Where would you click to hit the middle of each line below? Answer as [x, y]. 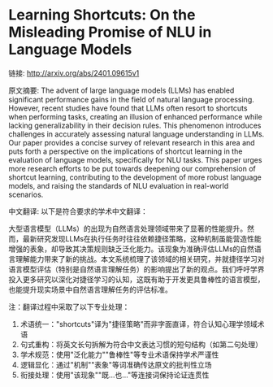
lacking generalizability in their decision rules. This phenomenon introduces [135, 125]
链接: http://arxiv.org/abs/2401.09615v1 [74, 73]
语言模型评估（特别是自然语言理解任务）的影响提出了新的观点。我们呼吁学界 [136, 269]
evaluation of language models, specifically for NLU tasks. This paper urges [135, 159]
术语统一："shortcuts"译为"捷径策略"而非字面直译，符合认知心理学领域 [139, 324]
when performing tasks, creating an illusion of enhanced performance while [135, 116]
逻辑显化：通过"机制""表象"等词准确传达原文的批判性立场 [116, 364]
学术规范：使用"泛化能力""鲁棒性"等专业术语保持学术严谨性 [119, 354]
